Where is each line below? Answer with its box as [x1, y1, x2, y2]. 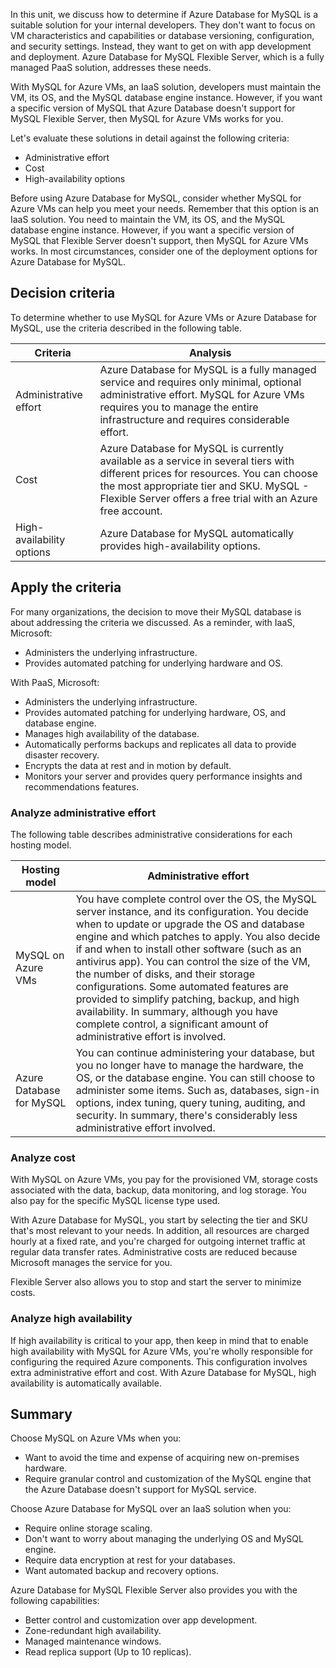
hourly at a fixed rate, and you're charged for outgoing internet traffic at [10, 1235, 306, 1248]
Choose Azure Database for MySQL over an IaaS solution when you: [10, 1503, 292, 1515]
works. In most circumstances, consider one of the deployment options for [10, 245, 318, 257]
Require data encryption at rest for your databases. [24, 1554, 236, 1566]
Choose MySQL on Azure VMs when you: [10, 1432, 182, 1444]
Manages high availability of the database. [24, 727, 200, 739]
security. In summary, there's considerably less [75, 1108, 298, 1122]
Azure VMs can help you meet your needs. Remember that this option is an [10, 203, 320, 214]
